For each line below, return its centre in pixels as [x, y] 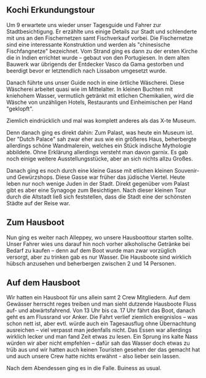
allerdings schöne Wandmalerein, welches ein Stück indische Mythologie [99, 145]
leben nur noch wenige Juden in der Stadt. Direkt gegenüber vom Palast [98, 183]
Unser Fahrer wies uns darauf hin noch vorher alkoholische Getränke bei [98, 244]
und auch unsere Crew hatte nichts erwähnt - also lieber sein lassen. [93, 356]
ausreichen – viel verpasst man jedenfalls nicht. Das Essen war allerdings [99, 330]
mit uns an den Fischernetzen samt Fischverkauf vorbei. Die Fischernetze [100, 38]
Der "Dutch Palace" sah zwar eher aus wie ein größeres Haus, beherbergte [101, 139]
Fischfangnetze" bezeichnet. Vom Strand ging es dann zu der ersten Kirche [102, 51]
